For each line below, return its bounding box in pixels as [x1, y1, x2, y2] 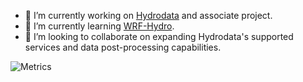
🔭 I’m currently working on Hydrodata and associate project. [24, 10, 273, 21]
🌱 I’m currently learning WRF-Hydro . [24, 20, 175, 32]
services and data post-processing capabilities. [24, 41, 222, 53]
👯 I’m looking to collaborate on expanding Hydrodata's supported [24, 31, 294, 42]
